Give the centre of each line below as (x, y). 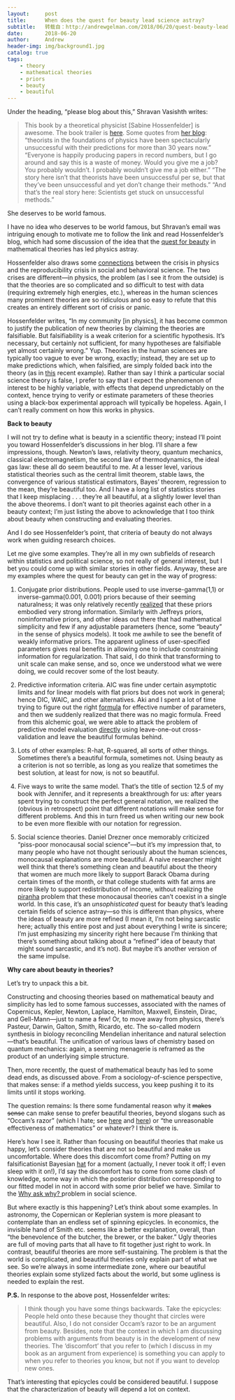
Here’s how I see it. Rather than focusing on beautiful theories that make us (115, 1142)
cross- (192, 729)
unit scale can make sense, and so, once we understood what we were (120, 664)
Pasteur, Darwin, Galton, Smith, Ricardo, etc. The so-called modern (104, 1027)
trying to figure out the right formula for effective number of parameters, (121, 707)
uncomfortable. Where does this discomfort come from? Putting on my (109, 1156)
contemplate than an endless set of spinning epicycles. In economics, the (113, 1222)
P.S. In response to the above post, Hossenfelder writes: (88, 1295)
